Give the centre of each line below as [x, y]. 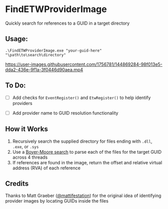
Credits [17, 184]
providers [22, 103]
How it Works [27, 129]
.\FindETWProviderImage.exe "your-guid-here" [53, 50]
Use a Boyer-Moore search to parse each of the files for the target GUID [87, 152]
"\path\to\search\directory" [36, 55]
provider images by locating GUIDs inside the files [57, 201]
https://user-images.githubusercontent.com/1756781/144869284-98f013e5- [84, 64]
